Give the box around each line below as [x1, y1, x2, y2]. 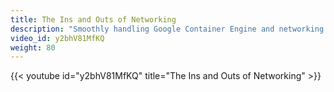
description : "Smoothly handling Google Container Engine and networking [10, 24, 325, 34]
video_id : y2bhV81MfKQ [10, 33, 105, 43]
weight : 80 [10, 42, 56, 53]
